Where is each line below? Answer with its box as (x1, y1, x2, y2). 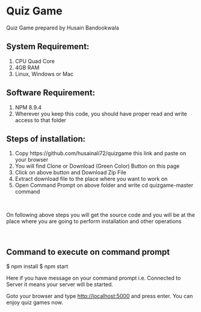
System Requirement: (6, 41, 90, 52)
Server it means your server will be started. (6, 281, 113, 288)
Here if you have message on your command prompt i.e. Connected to (6, 275, 181, 282)
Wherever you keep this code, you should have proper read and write (14, 110, 188, 117)
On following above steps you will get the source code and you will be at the (6, 212, 196, 219)
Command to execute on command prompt (6, 246, 170, 257)
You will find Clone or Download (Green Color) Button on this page (14, 162, 180, 170)
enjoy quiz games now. (6, 299, 63, 306)
